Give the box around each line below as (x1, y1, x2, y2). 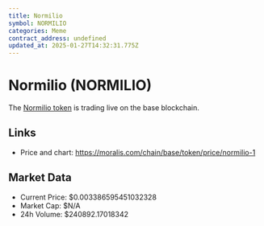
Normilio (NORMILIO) (8, 76, 152, 95)
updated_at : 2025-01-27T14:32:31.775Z (8, 42, 139, 50)
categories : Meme (8, 27, 67, 35)
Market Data (8, 171, 72, 185)
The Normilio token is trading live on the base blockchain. (8, 103, 200, 113)
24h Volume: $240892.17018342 (19, 209, 129, 219)
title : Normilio (8, 11, 63, 20)
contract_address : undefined (8, 34, 107, 43)
